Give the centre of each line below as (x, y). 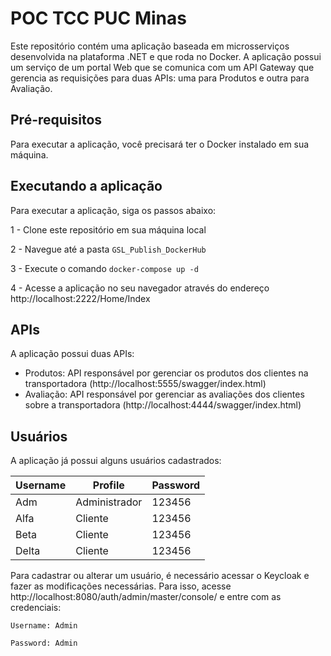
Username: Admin (44, 626)
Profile (108, 485)
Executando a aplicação (86, 186)
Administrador (109, 502)
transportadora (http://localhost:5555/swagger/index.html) (145, 384)
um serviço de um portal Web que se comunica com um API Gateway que (162, 67)
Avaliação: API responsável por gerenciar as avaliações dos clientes (164, 394)
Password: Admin (44, 643)
